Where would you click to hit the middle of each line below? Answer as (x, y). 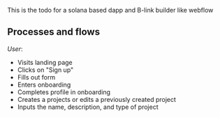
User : (15, 49)
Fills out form (36, 77)
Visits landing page (45, 62)
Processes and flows (53, 32)
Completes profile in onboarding (64, 92)
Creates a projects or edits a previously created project (97, 99)
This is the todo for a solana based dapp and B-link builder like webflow (110, 10)
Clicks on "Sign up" (45, 70)
